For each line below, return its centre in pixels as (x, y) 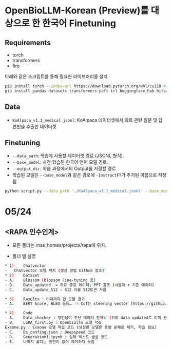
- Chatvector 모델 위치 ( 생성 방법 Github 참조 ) (55, 271)
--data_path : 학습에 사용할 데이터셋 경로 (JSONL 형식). (68, 156)
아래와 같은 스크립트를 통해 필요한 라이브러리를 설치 (56, 76)
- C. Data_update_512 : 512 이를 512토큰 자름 (56, 290)
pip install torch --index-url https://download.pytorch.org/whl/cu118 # (85, 86)
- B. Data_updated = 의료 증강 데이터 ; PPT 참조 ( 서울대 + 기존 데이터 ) (80, 285)
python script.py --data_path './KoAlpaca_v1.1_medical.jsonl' (74, 191)
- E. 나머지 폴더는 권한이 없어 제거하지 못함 (50, 342)
